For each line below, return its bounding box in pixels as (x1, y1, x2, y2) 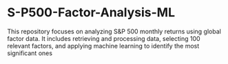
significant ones (7, 49, 53, 57)
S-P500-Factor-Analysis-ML (7, 5, 176, 20)
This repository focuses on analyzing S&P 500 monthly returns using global (7, 27, 222, 35)
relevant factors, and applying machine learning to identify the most (7, 42, 200, 50)
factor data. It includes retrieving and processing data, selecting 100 (7, 34, 201, 42)
